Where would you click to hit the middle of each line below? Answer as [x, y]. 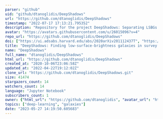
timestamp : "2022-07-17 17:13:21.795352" [48, 23]
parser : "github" [23, 9]
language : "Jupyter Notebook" [36, 91]
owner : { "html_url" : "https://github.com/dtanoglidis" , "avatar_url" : [78, 100]
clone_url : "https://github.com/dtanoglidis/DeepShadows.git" [69, 73]
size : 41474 [17, 77]
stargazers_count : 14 [27, 82]
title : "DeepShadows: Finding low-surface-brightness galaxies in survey [81, 46]
